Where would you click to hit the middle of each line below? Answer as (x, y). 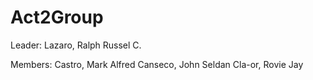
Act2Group (57, 17)
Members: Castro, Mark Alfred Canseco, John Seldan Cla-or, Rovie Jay (157, 64)
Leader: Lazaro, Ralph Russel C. (76, 45)
